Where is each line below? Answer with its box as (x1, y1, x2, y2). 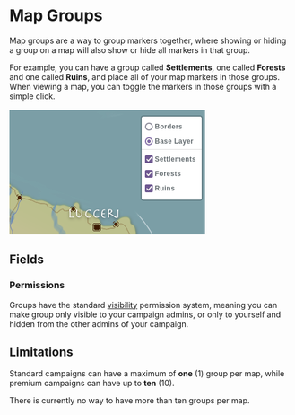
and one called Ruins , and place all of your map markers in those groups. (9, 71, 281, 82)
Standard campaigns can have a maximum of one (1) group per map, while (9, 368, 285, 379)
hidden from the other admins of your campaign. (9, 318, 189, 329)
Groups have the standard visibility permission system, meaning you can (9, 299, 278, 310)
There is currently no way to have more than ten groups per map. (9, 395, 250, 406)
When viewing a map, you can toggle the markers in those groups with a (9, 81, 277, 92)
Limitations (9, 345, 74, 360)
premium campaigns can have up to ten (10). (9, 378, 175, 389)
